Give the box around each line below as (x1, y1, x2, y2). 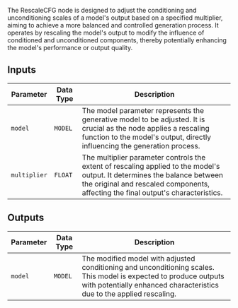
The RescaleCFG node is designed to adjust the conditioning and (7, 6, 197, 14)
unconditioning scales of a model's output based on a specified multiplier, (7, 13, 223, 22)
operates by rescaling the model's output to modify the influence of (7, 28, 205, 37)
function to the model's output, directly (81, 132, 211, 142)
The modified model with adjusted (81, 254, 195, 263)
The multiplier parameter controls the (81, 152, 206, 162)
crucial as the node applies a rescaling (81, 123, 210, 133)
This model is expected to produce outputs (81, 271, 225, 281)
